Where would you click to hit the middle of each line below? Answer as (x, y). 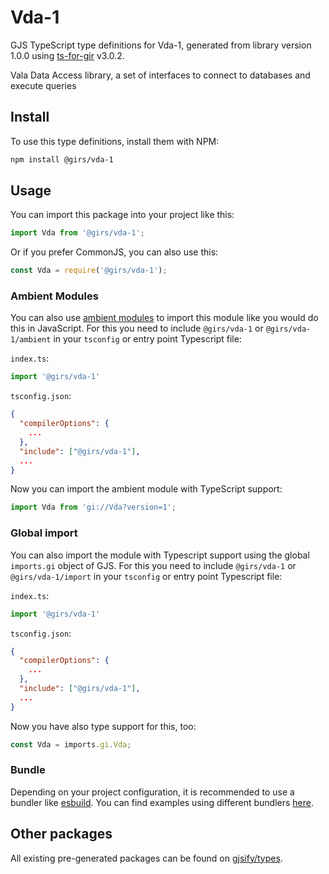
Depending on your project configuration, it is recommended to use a (152, 792)
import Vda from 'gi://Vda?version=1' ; (93, 507)
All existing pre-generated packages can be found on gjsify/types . (146, 858)
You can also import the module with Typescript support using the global (160, 555)
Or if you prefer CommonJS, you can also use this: (114, 252)
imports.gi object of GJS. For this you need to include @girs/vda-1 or (153, 565)
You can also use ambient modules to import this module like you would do (164, 318)
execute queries (43, 85)
